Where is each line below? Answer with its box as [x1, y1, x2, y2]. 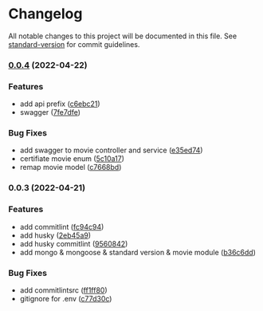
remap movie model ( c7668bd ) [19, 163, 122, 172]
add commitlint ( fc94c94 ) [19, 222, 104, 231]
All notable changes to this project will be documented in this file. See [8, 31, 237, 41]
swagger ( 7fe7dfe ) [19, 108, 81, 117]
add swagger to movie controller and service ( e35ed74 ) [19, 145, 203, 155]
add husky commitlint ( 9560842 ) [19, 238, 128, 248]
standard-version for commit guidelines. [8, 39, 140, 49]
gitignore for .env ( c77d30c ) [19, 293, 112, 303]
